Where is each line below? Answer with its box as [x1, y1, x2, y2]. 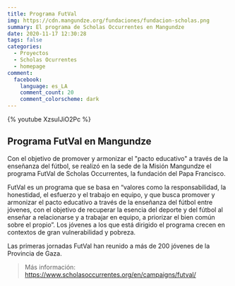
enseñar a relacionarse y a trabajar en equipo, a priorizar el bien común [7, 213, 215, 221]
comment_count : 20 [20, 89, 74, 96]
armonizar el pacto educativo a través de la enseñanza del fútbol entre [7, 198, 213, 206]
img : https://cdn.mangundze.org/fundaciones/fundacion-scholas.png [7, 17, 210, 24]
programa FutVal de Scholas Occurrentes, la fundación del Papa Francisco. [7, 169, 226, 177]
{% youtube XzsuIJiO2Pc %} [7, 115, 92, 124]
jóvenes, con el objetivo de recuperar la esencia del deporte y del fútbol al [7, 205, 224, 214]
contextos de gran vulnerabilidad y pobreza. [7, 227, 136, 237]
